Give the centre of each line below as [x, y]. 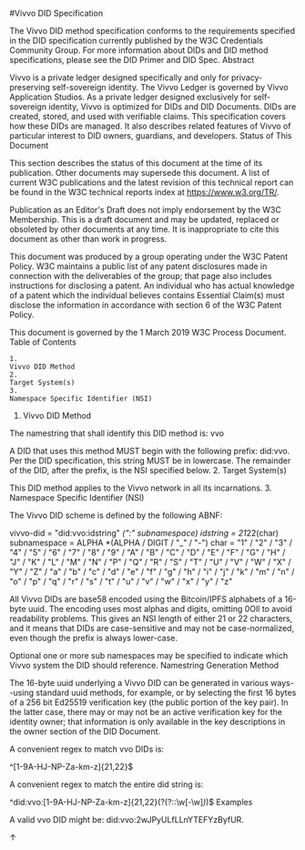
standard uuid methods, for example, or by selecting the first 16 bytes [166, 693]
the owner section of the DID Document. [85, 731]
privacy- [247, 78]
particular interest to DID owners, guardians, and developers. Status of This [151, 135]
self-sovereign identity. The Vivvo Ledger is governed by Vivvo [170, 87]
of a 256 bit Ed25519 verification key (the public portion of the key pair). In [149, 702]
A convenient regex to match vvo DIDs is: [87, 749]
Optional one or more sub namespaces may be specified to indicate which [149, 655]
